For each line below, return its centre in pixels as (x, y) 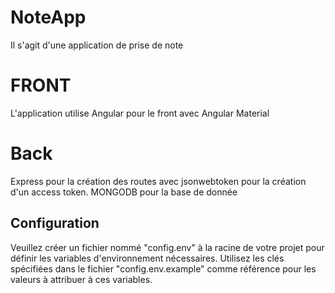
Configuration (55, 223)
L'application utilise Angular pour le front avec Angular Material (140, 113)
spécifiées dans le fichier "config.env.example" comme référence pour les (163, 268)
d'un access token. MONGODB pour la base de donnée (124, 192)
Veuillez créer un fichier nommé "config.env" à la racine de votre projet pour (167, 247)
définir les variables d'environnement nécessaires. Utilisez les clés (147, 258)
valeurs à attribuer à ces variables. (81, 279)
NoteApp (48, 17)
